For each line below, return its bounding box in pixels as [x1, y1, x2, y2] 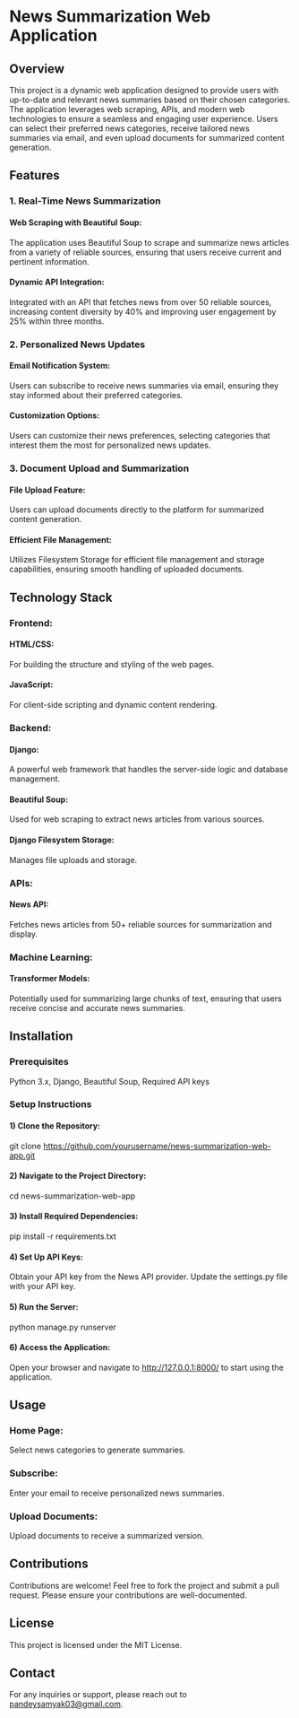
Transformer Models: [9, 973, 90, 984]
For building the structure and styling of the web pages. [9, 658, 215, 669]
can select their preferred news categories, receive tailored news [9, 123, 251, 134]
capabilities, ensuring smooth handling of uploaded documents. [9, 563, 244, 575]
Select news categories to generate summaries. [9, 1444, 186, 1455]
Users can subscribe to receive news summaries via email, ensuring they [9, 379, 279, 391]
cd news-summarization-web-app [9, 1190, 136, 1201]
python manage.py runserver [9, 1321, 116, 1332]
